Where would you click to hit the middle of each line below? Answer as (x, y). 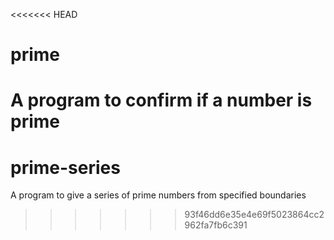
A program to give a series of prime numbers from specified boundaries (158, 195)
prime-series (65, 167)
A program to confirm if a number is (161, 100)
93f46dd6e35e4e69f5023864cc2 (254, 215)
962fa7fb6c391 (216, 225)
